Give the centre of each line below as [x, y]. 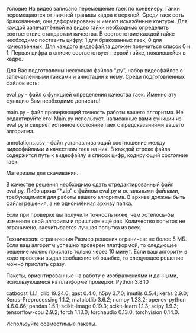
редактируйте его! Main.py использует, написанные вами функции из [94, 119]
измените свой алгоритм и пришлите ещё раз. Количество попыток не [96, 221]
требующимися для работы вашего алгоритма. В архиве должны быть [96, 197]
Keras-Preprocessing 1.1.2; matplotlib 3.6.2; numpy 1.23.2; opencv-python [96, 300]
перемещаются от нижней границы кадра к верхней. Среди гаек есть [95, 15]
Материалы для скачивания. [42, 173]
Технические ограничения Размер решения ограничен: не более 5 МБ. [97, 239]
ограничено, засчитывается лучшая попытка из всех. [74, 227]
